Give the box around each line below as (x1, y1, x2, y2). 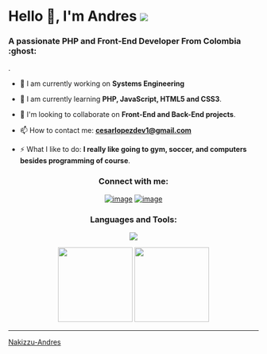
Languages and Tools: (90, 214, 177, 225)
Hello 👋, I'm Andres (8, 7, 137, 25)
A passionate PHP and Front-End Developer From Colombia (8, 36, 242, 47)
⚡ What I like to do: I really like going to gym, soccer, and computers (19, 145, 247, 154)
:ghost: (8, 45, 37, 56)
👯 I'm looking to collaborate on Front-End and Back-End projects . (19, 110, 236, 119)
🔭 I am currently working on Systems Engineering (19, 79, 185, 88)
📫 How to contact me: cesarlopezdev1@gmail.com (19, 126, 192, 135)
